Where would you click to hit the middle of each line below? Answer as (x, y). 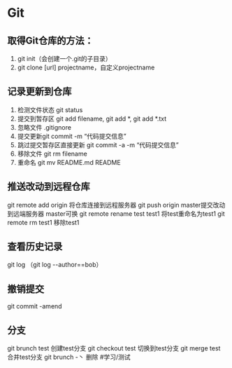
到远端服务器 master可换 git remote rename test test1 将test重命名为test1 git (116, 213)
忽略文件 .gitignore (44, 127)
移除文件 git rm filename (52, 154)
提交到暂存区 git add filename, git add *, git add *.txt (92, 118)
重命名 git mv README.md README (69, 162)
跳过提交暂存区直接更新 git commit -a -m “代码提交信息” (98, 144)
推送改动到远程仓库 (49, 187)
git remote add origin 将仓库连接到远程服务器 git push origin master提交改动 (116, 205)
